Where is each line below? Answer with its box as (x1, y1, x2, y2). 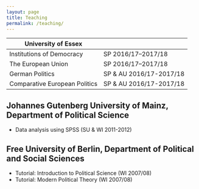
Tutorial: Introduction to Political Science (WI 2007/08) (15, 169, 152, 177)
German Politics (9, 70, 55, 78)
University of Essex (24, 40, 83, 48)
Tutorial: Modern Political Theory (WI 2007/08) (15, 176, 133, 183)
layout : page (6, 9, 40, 15)
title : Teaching (6, 15, 47, 21)
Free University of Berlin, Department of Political (6, 144, 194, 154)
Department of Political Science (6, 110, 130, 120)
